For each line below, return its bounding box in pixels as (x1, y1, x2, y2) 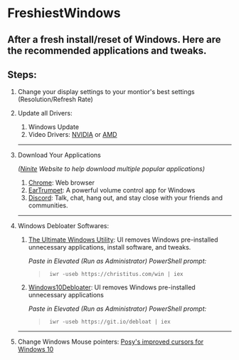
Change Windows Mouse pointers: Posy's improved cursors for (17, 337, 204, 346)
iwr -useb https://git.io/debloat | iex (49, 319, 171, 326)
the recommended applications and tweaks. (7, 44, 207, 56)
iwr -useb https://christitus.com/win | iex (49, 271, 184, 278)
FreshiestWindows (7, 5, 121, 21)
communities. (28, 201, 69, 210)
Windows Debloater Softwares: (17, 222, 109, 230)
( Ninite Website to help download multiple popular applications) (17, 165, 205, 173)
